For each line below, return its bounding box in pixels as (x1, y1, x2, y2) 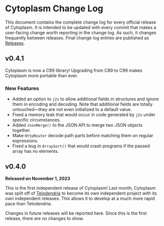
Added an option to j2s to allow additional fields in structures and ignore (12, 96, 159, 102)
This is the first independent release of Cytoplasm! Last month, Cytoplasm (5, 185, 156, 191)
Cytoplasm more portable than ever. (5, 72, 78, 79)
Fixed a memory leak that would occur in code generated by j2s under (12, 112, 156, 118)
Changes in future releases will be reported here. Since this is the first (5, 210, 147, 216)
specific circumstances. (12, 117, 61, 123)
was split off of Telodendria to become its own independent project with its (5, 190, 157, 196)
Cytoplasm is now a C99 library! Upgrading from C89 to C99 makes (5, 67, 143, 73)
